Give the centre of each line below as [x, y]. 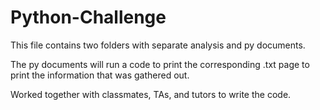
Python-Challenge [88, 17]
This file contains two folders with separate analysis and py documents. [158, 45]
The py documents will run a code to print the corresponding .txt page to [160, 64]
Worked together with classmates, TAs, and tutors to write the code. [151, 94]
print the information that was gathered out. [100, 75]
